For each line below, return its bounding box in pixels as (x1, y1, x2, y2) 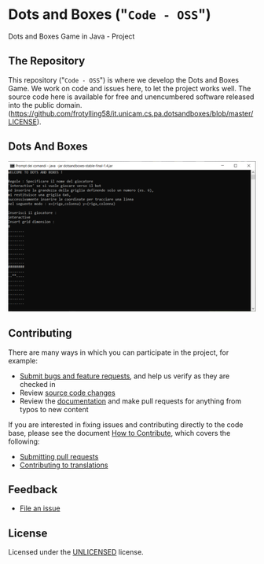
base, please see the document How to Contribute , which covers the (8, 428, 231, 437)
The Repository (8, 54, 86, 68)
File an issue (19, 503, 60, 513)
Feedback (8, 482, 58, 496)
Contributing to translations (19, 460, 108, 470)
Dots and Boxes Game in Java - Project (8, 31, 135, 41)
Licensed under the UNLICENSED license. (8, 547, 144, 557)
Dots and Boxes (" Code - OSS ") (8, 6, 211, 24)
